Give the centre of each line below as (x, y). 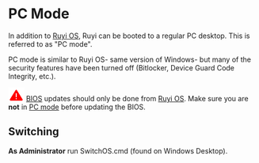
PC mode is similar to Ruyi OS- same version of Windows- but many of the (130, 59)
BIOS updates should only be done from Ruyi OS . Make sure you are (137, 98)
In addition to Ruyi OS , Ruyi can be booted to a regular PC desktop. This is (129, 36)
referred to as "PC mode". (50, 44)
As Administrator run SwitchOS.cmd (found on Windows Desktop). (118, 150)
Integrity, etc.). (32, 76)
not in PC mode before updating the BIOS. (77, 107)
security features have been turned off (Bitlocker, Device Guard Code (122, 67)
